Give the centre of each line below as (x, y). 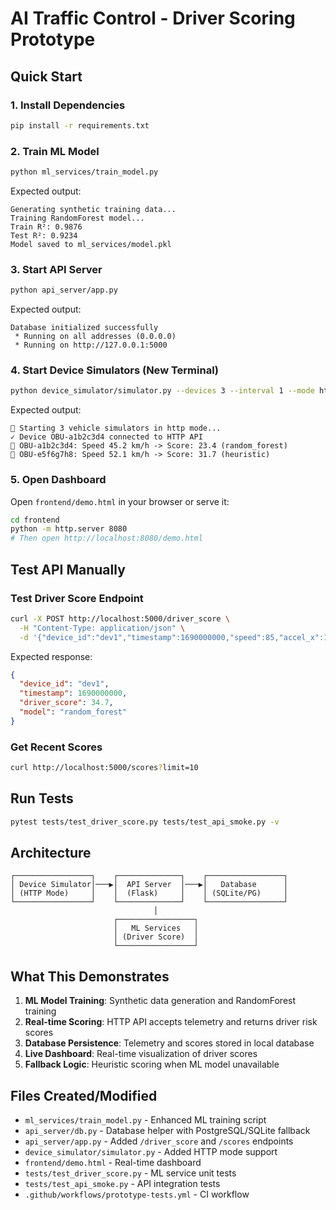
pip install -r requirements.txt (80, 125)
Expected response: (51, 656)
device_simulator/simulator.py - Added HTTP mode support (151, 1152)
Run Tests (42, 798)
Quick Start (46, 76)
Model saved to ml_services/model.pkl (91, 244)
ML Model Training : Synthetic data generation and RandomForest (160, 1001)
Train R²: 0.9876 (46, 227)
